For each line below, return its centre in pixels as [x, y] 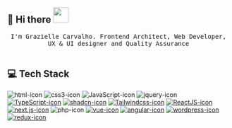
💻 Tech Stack [38, 74]
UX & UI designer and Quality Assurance [118, 43]
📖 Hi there [29, 19]
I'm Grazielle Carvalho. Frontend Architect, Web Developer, [118, 36]
